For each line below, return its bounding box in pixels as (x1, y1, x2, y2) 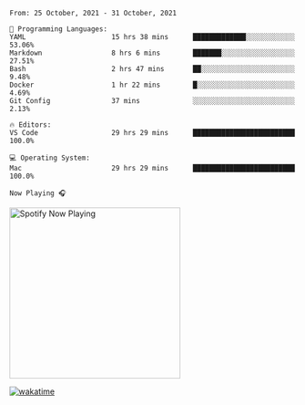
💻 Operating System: (9, 153, 91, 162)
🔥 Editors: (9, 120, 52, 130)
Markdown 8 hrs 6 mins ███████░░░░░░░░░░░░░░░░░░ (9, 48, 296, 57)
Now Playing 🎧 (9, 189, 66, 198)
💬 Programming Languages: (9, 25, 107, 34)
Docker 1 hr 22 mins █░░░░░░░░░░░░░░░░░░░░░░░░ (9, 80, 296, 89)
